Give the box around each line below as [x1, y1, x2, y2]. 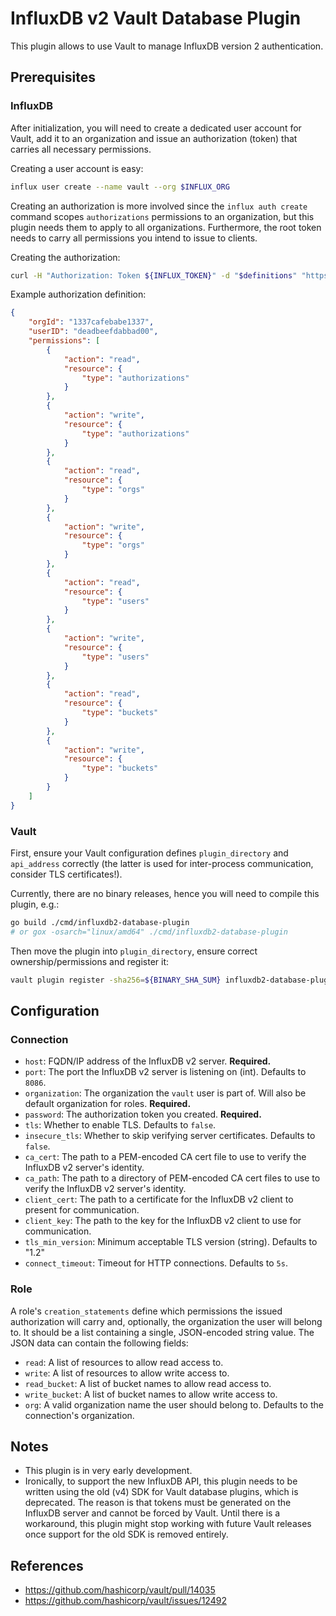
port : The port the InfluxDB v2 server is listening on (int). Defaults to [24, 1066, 307, 1078]
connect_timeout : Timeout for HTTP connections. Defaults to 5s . [24, 1257, 288, 1269]
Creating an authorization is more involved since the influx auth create [10, 200, 308, 212]
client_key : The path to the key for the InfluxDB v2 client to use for [24, 1215, 302, 1227]
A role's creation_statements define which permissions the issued [10, 1305, 283, 1317]
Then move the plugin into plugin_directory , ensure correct [10, 945, 258, 957]
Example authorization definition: [10, 288, 147, 301]
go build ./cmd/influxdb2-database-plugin [10, 917, 190, 927]
